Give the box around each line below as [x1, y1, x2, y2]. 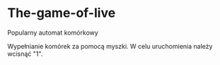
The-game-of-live [7, 5, 116, 21]
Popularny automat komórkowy [7, 28, 99, 37]
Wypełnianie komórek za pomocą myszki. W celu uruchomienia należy [7, 42, 213, 50]
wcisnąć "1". [7, 49, 43, 58]
